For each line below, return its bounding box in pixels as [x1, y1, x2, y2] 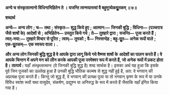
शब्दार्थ [5, 15, 16, 20]
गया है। [5, 85, 18, 91]
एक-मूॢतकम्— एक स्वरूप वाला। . [5, 41, 59, 47]
